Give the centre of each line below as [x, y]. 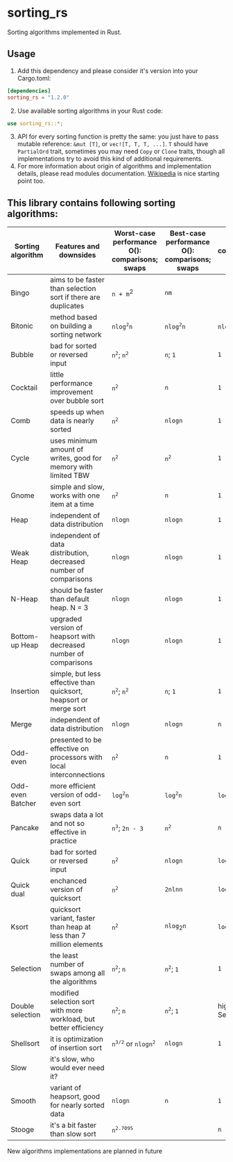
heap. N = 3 [69, 608]
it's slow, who [72, 1059]
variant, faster [72, 918]
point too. [31, 181]
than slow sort [73, 1134]
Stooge [23, 1130]
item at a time [72, 504]
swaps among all [77, 973]
